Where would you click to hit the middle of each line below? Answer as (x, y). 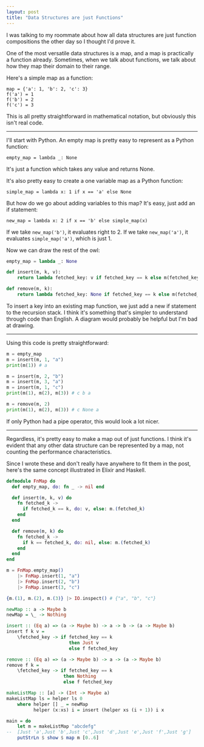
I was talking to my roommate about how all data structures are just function (101, 35)
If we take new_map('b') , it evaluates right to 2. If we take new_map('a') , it (97, 232)
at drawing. (20, 325)
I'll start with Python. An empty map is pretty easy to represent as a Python (100, 140)
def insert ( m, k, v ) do (42, 498)
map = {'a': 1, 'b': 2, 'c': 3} (47, 89)
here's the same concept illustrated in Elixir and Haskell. (76, 470)
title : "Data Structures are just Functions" (65, 18)
